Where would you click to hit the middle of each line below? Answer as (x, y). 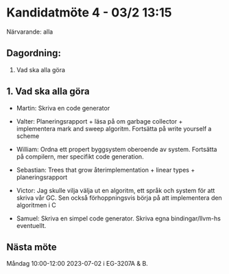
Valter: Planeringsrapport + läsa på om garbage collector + (99, 121)
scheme (28, 136)
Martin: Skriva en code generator (63, 108)
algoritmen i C (36, 205)
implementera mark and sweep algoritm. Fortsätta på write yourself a (114, 128)
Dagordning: (34, 53)
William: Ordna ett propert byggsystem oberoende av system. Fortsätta (117, 149)
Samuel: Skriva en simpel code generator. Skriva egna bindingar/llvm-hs (118, 218)
